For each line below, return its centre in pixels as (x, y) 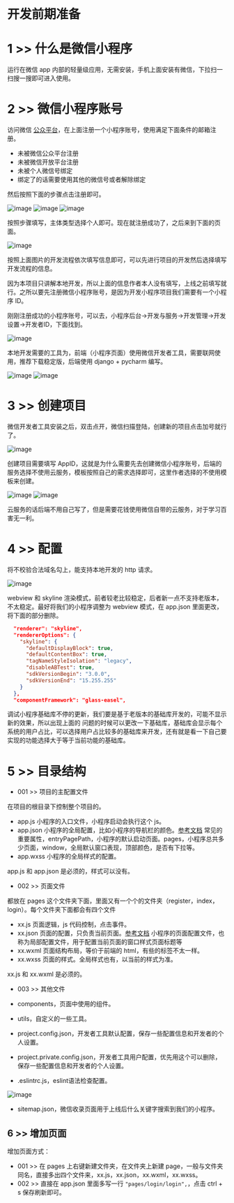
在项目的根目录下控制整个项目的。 (56, 806)
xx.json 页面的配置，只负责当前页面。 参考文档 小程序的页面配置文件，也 (121, 933)
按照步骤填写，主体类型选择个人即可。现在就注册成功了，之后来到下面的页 (114, 223)
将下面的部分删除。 (35, 615)
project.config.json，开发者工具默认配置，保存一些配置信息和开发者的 (117, 1033)
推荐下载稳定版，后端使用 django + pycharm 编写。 (93, 362)
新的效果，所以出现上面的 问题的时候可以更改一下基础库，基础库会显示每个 (115, 723)
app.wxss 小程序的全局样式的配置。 (69, 857)
